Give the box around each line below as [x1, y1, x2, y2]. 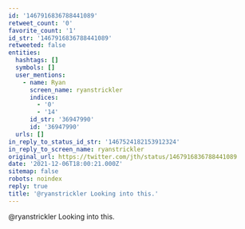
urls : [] [15, 130, 45, 138]
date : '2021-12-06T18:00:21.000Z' [8, 160, 124, 168]
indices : [29, 93, 59, 101]
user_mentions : [15, 71, 66, 79]
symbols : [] [15, 64, 56, 72]
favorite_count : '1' [8, 26, 77, 34]
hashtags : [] [15, 57, 59, 65]
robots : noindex [8, 175, 62, 184]
